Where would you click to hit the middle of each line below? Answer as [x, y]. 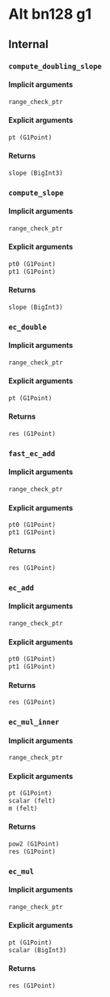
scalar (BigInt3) [38, 950]
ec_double [27, 327]
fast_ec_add [32, 453]
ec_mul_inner [34, 722]
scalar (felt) [32, 801]
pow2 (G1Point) [34, 844]
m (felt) [23, 808]
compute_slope [36, 193]
